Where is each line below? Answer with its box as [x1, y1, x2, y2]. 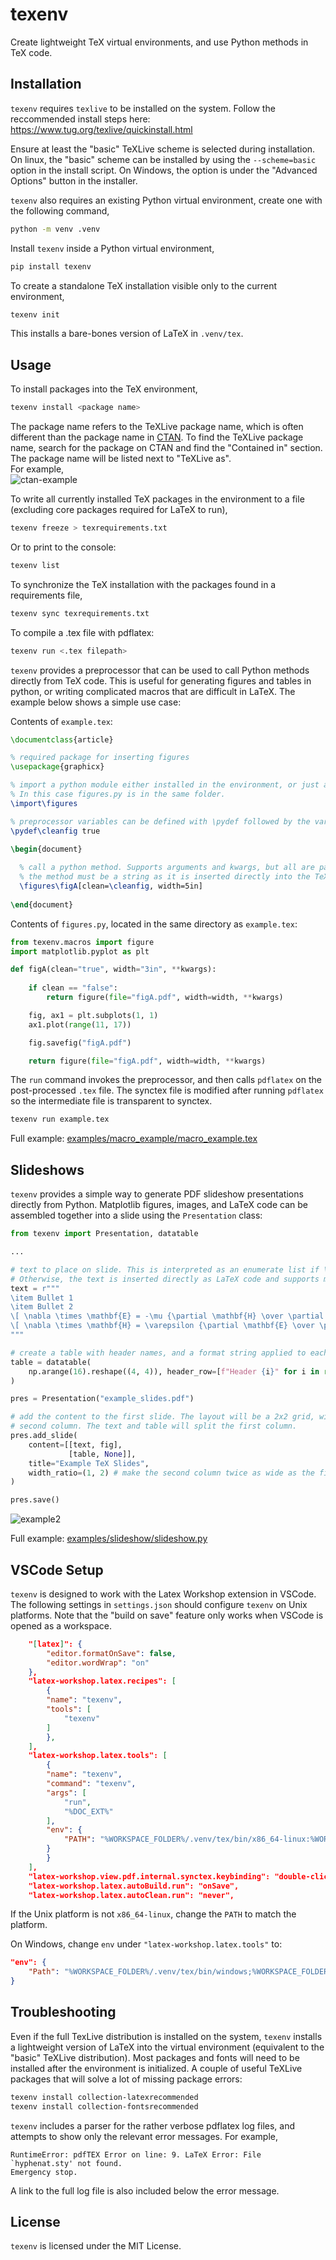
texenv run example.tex [10, 1114, 110, 1125]
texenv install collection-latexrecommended [10, 2092, 199, 2102]
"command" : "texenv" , [46, 1779, 137, 1789]
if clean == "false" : [28, 983, 118, 993]
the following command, [10, 204, 110, 217]
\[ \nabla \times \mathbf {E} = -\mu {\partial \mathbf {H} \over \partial [10, 1311, 325, 1322]
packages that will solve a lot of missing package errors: [10, 2073, 243, 2085]
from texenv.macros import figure [10, 937, 155, 947]
